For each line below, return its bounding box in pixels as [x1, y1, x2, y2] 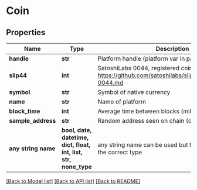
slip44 [9, 71, 28, 80]
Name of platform [97, 98, 147, 106]
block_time [9, 107, 40, 115]
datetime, [61, 133, 89, 141]
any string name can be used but [97, 141, 188, 148]
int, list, [61, 148, 83, 156]
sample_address [9, 117, 56, 125]
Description [155, 45, 189, 53]
